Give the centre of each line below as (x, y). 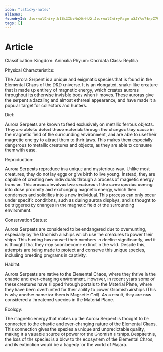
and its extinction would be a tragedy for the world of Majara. (66, 345)
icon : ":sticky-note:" (28, 9)
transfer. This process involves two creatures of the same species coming (79, 185)
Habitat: (13, 265)
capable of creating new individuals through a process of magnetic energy (80, 179)
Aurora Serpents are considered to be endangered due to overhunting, (76, 229)
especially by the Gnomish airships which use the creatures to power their (79, 235)
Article (19, 47)
